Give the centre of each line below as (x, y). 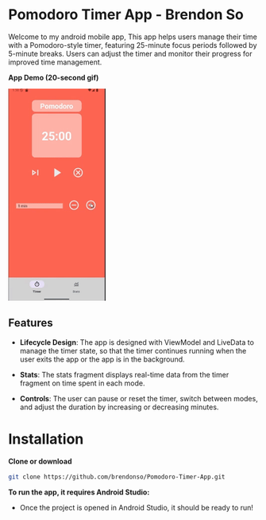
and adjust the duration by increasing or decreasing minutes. (119, 407)
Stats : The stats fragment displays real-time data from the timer (124, 374)
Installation (46, 439)
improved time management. (55, 62)
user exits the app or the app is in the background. (102, 359)
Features (31, 323)
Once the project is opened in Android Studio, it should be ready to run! (137, 507)
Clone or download (40, 461)
